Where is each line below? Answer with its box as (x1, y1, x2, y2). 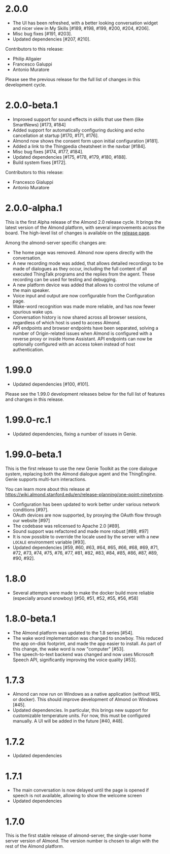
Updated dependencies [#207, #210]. (12, 36, 91, 42)
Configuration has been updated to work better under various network (12, 501, 160, 507)
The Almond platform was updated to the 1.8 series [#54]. (12, 630, 133, 636)
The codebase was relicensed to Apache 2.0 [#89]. (12, 523, 121, 529)
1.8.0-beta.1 (5, 612, 56, 624)
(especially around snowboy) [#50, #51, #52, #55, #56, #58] (12, 595, 139, 601)
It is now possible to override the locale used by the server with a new (12, 533, 159, 539)
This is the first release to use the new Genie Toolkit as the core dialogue (5, 465, 158, 471)
